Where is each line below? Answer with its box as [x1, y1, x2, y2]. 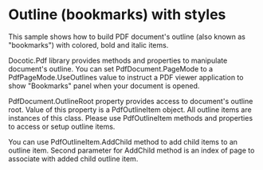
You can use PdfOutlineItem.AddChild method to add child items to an [8, 137, 237, 146]
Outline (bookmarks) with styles [8, 6, 226, 24]
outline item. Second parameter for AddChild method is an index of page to [8, 145, 255, 155]
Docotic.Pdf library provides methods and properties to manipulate [8, 56, 228, 65]
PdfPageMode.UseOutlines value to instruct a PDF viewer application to [8, 72, 244, 82]
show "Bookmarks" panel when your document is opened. [8, 81, 200, 91]
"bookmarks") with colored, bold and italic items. [8, 40, 169, 49]
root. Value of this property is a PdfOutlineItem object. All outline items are [8, 105, 253, 114]
